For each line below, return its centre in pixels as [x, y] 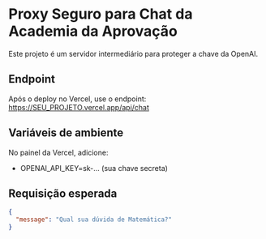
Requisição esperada [63, 193]
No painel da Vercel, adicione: [58, 152]
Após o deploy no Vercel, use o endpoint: [77, 99]
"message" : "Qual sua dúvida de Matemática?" [94, 220]
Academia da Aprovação [93, 31]
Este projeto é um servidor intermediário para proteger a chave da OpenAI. [133, 53]
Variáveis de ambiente [66, 133]
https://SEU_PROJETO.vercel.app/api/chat [79, 107]
